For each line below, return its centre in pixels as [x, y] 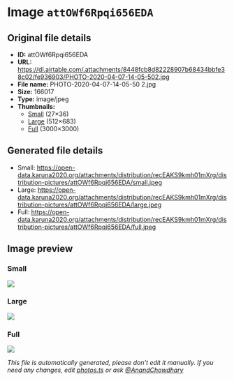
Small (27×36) [48, 114]
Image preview [40, 249]
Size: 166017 [36, 92]
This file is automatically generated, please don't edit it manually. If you [111, 363]
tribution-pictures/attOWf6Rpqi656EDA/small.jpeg [90, 182]
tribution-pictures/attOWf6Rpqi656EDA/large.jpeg [89, 204]
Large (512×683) [52, 121]
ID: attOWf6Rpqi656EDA [53, 54]
